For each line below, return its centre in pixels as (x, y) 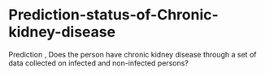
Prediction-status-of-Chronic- (114, 15)
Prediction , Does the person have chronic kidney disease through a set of (132, 54)
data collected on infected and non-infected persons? (98, 63)
